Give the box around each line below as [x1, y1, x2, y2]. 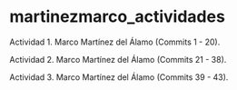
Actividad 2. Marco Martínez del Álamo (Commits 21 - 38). [9, 54, 227, 65]
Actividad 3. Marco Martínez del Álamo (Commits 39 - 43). [9, 71, 229, 83]
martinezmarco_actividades [9, 6, 225, 27]
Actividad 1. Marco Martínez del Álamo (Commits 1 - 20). [9, 36, 221, 47]
